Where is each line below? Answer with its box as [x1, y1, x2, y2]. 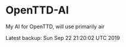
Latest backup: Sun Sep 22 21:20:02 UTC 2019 [5, 34, 120, 41]
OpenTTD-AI [5, 4, 69, 17]
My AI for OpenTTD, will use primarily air [5, 23, 105, 30]
